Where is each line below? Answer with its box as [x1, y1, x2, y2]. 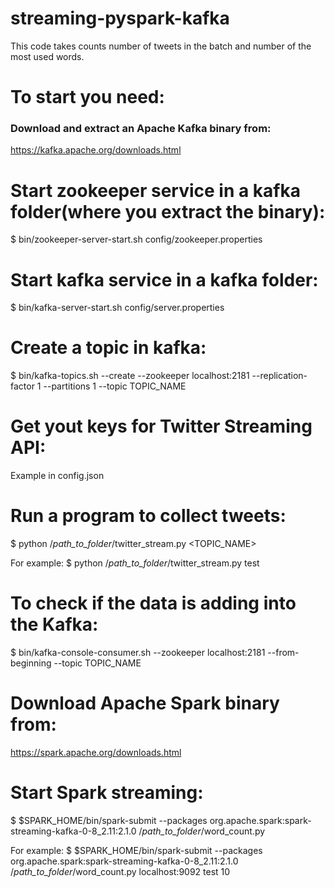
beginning [10, 657, 52, 669]
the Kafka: [10, 613, 99, 636]
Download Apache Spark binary [10, 692, 280, 715]
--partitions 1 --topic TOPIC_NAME [43, 380, 187, 392]
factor [10, 380, 35, 392]
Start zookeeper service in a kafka [10, 179, 302, 202]
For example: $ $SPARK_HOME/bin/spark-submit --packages [10, 844, 263, 856]
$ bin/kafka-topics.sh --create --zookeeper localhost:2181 [10, 370, 250, 382]
